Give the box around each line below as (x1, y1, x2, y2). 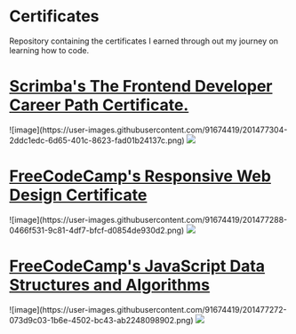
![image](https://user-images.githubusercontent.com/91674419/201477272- (9, 304, 287, 314)
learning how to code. (9, 44, 90, 55)
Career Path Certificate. (9, 95, 189, 115)
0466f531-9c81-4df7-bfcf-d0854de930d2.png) (9, 225, 185, 235)
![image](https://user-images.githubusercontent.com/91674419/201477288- (9, 214, 287, 225)
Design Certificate (9, 185, 148, 205)
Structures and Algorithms (9, 275, 211, 295)
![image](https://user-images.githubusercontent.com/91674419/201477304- (9, 124, 288, 135)
